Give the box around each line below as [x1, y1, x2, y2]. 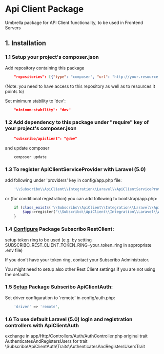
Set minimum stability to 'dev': [5, 98, 66, 104]
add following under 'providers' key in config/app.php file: [5, 177, 122, 183]
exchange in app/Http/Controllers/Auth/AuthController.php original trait [5, 333, 148, 339]
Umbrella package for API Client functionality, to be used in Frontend [5, 20, 143, 25]
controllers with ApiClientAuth [5, 322, 79, 329]
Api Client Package [5, 3, 84, 15]
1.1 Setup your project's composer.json [5, 54, 99, 61]
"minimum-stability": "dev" [14, 107, 71, 112]
